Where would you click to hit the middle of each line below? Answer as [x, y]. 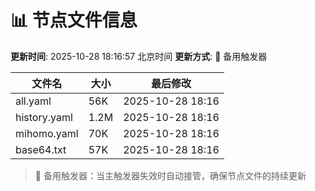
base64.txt [41, 149]
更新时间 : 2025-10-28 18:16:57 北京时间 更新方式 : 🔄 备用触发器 [139, 56]
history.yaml [44, 117]
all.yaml [33, 101]
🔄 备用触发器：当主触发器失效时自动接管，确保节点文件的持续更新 [170, 175]
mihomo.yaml [47, 133]
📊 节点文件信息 [74, 20]
